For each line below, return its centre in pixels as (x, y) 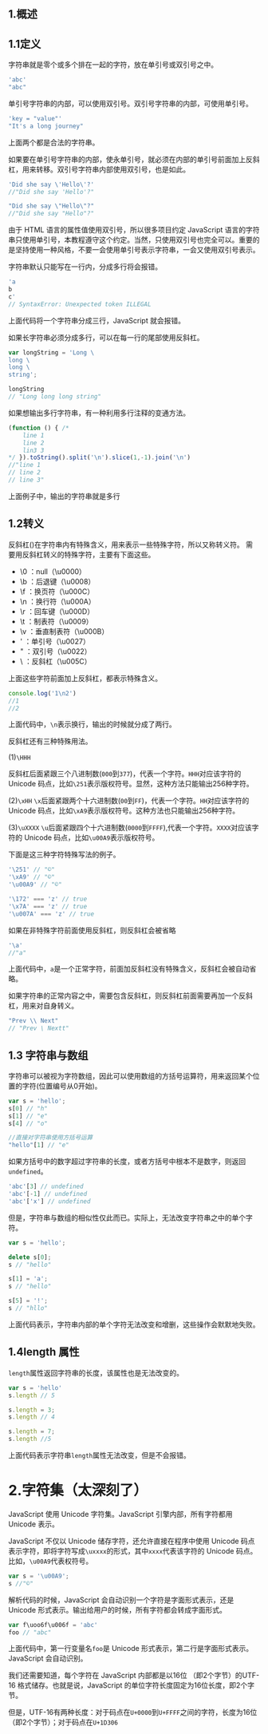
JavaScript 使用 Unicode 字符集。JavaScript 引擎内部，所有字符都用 (120, 1514)
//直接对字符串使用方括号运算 (51, 1138)
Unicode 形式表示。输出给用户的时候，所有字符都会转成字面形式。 (118, 1609)
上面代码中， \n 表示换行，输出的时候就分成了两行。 (93, 724)
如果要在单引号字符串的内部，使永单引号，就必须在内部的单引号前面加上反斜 (134, 159)
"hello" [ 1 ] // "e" (39, 1145)
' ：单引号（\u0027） (55, 641)
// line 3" (26, 480)
